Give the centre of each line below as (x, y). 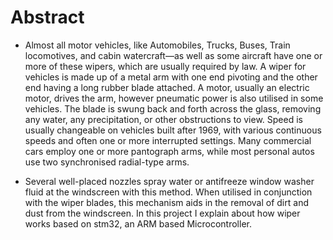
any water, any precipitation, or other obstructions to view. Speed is (163, 119)
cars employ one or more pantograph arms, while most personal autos (169, 151)
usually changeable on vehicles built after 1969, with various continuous (173, 130)
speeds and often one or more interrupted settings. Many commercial (168, 140)
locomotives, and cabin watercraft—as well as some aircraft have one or (173, 55)
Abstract (47, 17)
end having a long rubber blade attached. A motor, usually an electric (167, 87)
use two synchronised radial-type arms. (107, 162)
